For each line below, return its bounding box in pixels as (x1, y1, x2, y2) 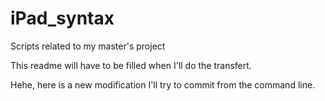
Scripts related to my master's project (10, 40, 166, 52)
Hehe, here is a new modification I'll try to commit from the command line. (10, 78, 316, 91)
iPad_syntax (10, 7, 115, 30)
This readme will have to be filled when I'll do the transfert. (10, 59, 252, 71)
